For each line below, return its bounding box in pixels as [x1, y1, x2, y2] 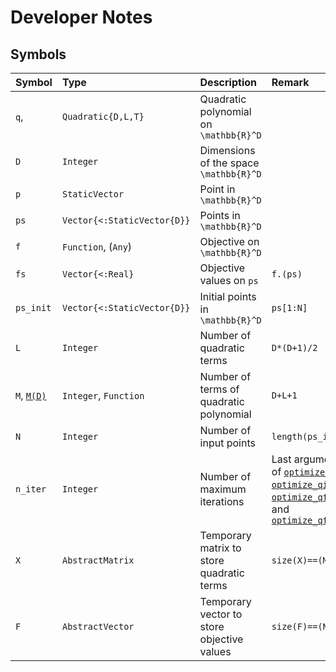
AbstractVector [61, 621, 135, 632]
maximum [199, 482, 247, 496]
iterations [199, 495, 245, 508]
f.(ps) [271, 269, 303, 280]
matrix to [199, 541, 242, 555]
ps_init [15, 302, 52, 313]
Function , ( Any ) [61, 240, 133, 253]
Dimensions [199, 144, 256, 157]
